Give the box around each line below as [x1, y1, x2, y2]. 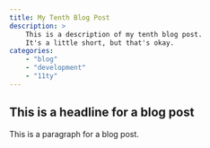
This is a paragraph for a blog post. [9, 128, 139, 139]
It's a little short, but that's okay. [25, 38, 175, 48]
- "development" [25, 64, 87, 73]
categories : [9, 47, 54, 56]
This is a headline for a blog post [9, 105, 195, 120]
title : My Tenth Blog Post [9, 13, 110, 22]
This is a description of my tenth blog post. [25, 30, 203, 39]
